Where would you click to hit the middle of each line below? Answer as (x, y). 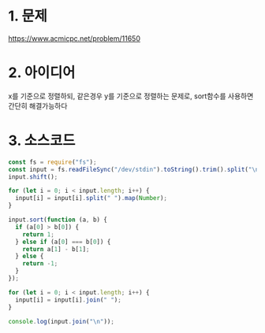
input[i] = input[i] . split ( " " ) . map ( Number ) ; (91, 198)
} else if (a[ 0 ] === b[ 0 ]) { (63, 242)
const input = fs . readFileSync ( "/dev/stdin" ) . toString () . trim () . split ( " (130, 169)
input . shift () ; (33, 177)
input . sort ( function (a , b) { (58, 220)
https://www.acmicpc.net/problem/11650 (74, 38)
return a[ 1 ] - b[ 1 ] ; (56, 249)
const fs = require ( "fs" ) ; (52, 162)
